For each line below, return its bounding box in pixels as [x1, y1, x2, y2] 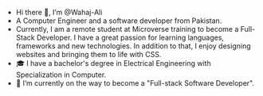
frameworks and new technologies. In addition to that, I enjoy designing [15, 41, 251, 51]
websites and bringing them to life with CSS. [15, 50, 162, 59]
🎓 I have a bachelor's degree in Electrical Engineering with [15, 59, 211, 67]
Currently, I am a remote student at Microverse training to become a [15, 25, 239, 33]
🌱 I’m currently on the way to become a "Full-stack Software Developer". [15, 79, 255, 87]
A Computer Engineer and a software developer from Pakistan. [15, 16, 222, 25]
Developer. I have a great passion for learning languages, [36, 33, 225, 42]
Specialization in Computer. [15, 70, 107, 79]
